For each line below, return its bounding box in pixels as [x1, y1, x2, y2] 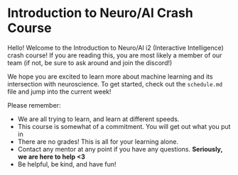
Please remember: [7, 101, 61, 109]
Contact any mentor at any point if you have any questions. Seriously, [17, 145, 223, 153]
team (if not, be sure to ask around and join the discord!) [7, 58, 173, 67]
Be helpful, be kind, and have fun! [17, 159, 117, 168]
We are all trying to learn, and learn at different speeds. [17, 115, 180, 123]
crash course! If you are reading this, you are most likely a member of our [7, 51, 222, 60]
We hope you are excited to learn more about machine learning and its [7, 72, 213, 81]
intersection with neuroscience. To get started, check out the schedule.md [7, 79, 222, 88]
